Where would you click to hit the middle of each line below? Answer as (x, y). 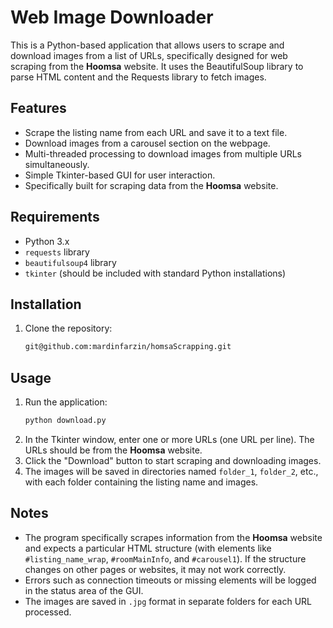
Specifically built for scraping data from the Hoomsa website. (151, 185)
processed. (48, 612)
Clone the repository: (68, 328)
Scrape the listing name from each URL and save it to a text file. (156, 132)
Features (38, 108)
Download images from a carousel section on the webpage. (147, 143)
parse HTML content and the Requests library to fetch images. (138, 77)
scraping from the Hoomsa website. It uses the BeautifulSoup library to (157, 66)
